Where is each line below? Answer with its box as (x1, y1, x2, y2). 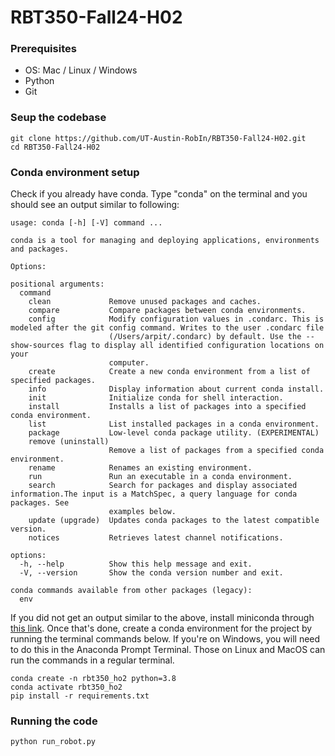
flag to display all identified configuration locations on (68, 341, 325, 351)
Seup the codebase (10, 111, 107, 125)
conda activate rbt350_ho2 (10, 682, 123, 693)
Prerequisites (10, 42, 77, 56)
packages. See (10, 498, 70, 508)
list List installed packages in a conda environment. (28, 419, 320, 430)
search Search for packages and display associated (28, 481, 298, 491)
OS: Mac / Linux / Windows (24, 64, 138, 76)
